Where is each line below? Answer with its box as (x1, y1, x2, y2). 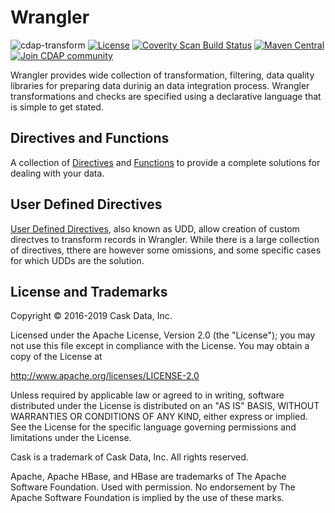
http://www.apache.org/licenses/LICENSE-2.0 (10, 370, 200, 382)
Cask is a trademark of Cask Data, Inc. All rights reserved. (10, 451, 249, 463)
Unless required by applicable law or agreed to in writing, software (10, 389, 285, 401)
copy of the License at (10, 351, 103, 363)
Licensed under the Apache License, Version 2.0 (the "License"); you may (10, 329, 316, 341)
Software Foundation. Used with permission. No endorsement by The (10, 481, 296, 493)
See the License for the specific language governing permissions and (10, 421, 297, 433)
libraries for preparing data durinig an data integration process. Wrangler (10, 79, 310, 91)
